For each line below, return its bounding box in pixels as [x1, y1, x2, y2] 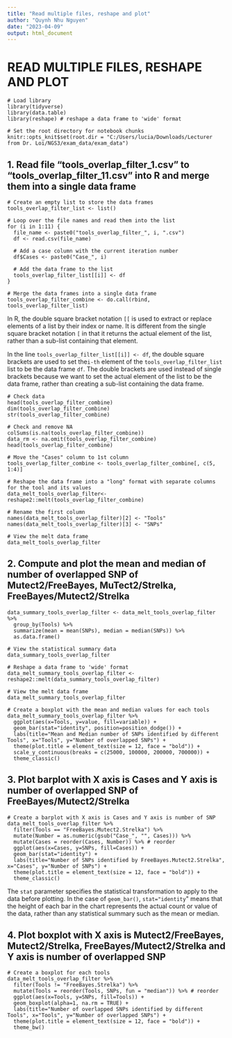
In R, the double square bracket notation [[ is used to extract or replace [7, 314, 212, 323]
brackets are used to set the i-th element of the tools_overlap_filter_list [7, 357, 223, 366]
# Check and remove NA [7, 423, 73, 430]
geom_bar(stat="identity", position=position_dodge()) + [13, 724, 182, 731]
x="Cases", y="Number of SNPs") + [7, 863, 108, 870]
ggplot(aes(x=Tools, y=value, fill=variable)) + [13, 718, 157, 725]
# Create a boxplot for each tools [7, 969, 110, 977]
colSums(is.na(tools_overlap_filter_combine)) [7, 430, 144, 437]
